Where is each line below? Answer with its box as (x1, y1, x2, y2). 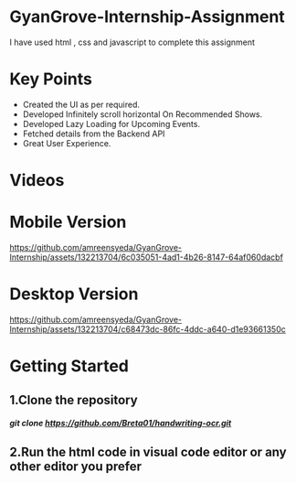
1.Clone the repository (9, 392, 139, 408)
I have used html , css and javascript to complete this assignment (9, 37, 256, 48)
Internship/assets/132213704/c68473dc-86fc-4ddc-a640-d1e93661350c (9, 323, 286, 335)
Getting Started (9, 356, 130, 377)
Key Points (9, 69, 93, 90)
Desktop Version (9, 284, 139, 305)
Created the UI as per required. (22, 99, 140, 110)
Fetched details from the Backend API (22, 128, 165, 139)
